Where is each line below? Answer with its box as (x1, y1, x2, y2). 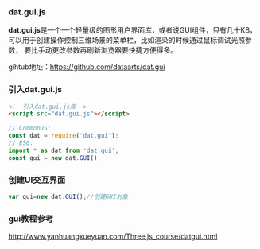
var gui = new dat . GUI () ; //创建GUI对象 (8, 193, 129, 201)
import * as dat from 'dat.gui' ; (8, 146, 119, 154)
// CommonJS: (8, 124, 52, 133)
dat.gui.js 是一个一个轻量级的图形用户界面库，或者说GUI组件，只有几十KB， (8, 25, 257, 35)
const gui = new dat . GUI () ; (8, 154, 102, 161)
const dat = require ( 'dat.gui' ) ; (8, 132, 119, 140)
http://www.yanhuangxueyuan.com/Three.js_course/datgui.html (8, 231, 218, 241)
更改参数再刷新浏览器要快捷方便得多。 (51, 45, 177, 55)
